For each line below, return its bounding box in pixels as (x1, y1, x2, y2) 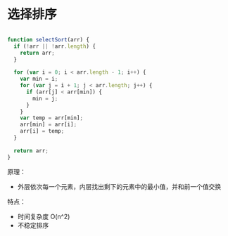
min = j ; (32, 95, 58, 102)
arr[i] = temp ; (20, 128, 65, 135)
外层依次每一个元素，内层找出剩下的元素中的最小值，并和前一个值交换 (17, 182, 222, 190)
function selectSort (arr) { (7, 36, 90, 43)
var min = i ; (20, 75, 58, 83)
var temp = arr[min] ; (20, 114, 83, 122)
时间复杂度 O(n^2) (17, 212, 70, 221)
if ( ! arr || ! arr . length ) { (13, 43, 96, 50)
